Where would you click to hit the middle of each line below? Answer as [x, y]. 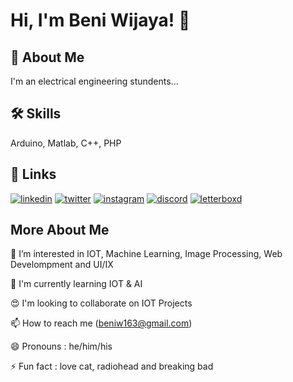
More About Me [60, 230]
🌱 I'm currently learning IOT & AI [76, 284]
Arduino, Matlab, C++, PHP [66, 143]
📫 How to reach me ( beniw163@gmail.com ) [101, 323]
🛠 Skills [36, 114]
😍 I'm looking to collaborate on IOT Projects [101, 303]
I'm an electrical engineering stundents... [94, 81]
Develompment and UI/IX [62, 265]
